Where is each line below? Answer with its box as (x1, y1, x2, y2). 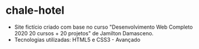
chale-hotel (5, 4, 65, 17)
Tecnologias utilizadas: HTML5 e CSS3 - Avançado (14, 36, 141, 43)
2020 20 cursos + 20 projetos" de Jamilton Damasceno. (14, 29, 154, 36)
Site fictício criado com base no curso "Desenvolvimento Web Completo (14, 23, 193, 30)
